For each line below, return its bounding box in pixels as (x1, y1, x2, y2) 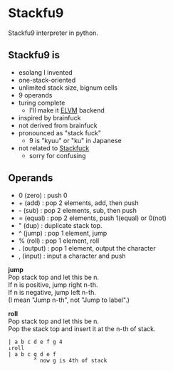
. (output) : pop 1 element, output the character (18, 244, 156, 252)
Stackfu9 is (8, 49, 60, 61)
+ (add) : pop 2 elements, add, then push (18, 198, 140, 207)
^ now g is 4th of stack (33, 357, 108, 364)
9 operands (18, 90, 53, 99)
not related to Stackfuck (18, 144, 90, 152)
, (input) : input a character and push (18, 251, 127, 260)
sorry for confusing (28, 151, 86, 160)
